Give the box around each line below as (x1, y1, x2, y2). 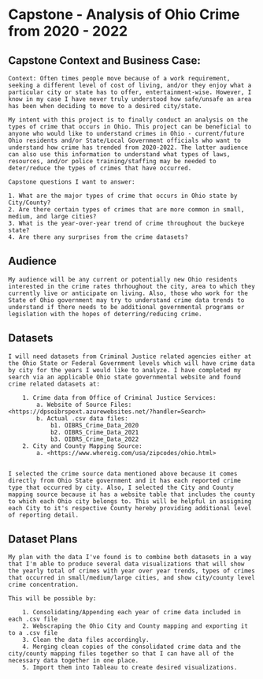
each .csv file (8, 615, 58, 624)
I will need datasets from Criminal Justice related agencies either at (8, 353, 252, 360)
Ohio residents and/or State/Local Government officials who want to (8, 136, 242, 144)
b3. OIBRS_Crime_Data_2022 (50, 435, 139, 443)
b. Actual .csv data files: (36, 414, 128, 423)
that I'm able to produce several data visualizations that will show (8, 560, 245, 569)
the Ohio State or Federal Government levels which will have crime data (8, 359, 256, 367)
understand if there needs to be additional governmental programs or (8, 303, 245, 311)
